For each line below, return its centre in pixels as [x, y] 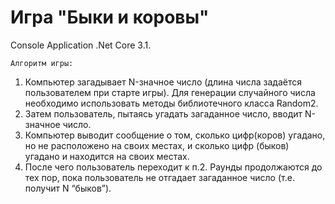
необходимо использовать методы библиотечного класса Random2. [171, 103]
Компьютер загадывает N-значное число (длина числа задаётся [163, 82]
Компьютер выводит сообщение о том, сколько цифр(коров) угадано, [175, 135]
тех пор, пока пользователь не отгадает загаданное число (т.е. [159, 177]
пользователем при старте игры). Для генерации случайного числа [170, 92]
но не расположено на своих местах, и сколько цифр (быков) [157, 145]
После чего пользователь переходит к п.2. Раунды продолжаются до [173, 167]
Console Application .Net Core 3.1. [81, 45]
